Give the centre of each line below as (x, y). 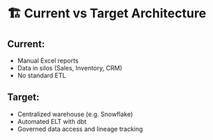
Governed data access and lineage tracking (80, 129)
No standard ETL (42, 75)
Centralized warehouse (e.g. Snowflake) (75, 114)
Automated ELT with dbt (52, 121)
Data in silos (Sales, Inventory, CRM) (69, 68)
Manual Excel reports (48, 61)
